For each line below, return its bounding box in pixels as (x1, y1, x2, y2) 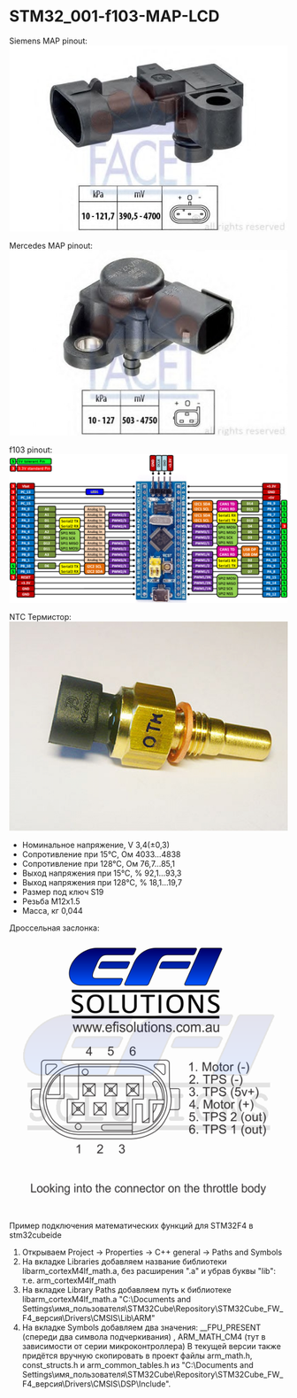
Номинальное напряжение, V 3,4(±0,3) (21, 839, 171, 850)
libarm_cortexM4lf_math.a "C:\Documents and (21, 1294, 192, 1304)
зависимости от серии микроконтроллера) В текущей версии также (21, 1340, 281, 1351)
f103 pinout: (9, 444, 53, 455)
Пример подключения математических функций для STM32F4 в (9, 1220, 254, 1231)
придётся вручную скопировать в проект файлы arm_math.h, (21, 1350, 253, 1361)
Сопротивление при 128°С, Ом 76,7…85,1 (21, 858, 175, 869)
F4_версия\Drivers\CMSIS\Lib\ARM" (21, 1312, 156, 1323)
